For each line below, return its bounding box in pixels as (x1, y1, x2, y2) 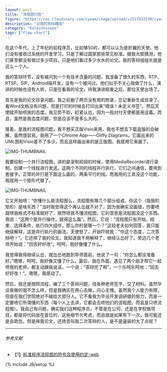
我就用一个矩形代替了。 (5, 178, 53, 183)
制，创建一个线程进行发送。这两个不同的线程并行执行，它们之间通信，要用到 (5, 165, 162, 171)
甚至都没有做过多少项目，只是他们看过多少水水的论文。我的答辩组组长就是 (9, 57, 162, 63)
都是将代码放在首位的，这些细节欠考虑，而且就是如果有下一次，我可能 (13, 312, 158, 318)
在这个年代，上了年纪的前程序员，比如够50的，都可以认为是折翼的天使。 (5, 45, 155, 50)
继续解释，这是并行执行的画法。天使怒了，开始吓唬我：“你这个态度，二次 (5, 229, 156, 234)
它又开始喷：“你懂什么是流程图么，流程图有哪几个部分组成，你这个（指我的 (5, 197, 160, 203)
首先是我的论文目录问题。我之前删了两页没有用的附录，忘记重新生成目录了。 (5, 97, 162, 102)
